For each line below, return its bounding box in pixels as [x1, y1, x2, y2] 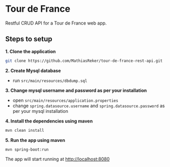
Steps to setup [5, 35, 52, 43]
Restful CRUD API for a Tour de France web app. [5, 20, 107, 26]
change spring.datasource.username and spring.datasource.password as [12, 103, 165, 109]
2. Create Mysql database [5, 67, 61, 74]
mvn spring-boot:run [5, 147, 49, 152]
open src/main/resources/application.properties [12, 97, 119, 103]
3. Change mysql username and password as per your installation [5, 87, 147, 93]
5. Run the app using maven [5, 137, 65, 143]
